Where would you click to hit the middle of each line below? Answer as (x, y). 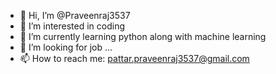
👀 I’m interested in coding (72, 26)
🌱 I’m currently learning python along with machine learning (143, 36)
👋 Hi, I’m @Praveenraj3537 (75, 15)
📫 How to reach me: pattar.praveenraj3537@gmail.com (134, 58)
